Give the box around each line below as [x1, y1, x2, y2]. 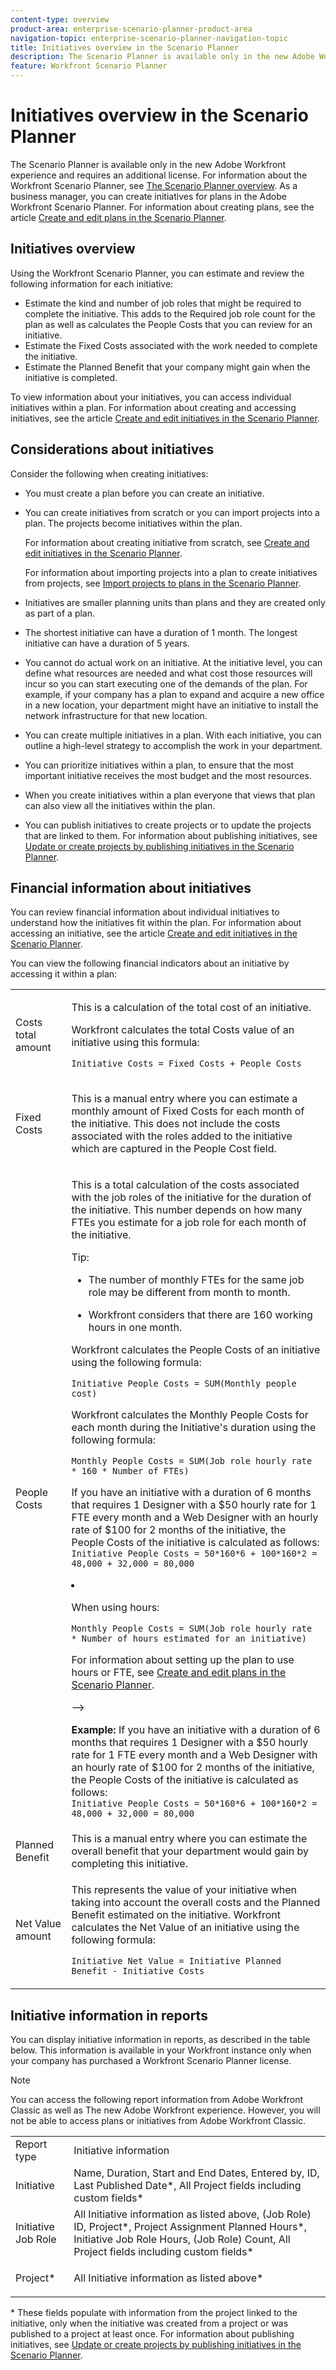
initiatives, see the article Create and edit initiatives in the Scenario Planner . [10, 412, 320, 424]
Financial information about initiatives [10, 879, 252, 896]
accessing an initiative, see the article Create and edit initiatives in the [10, 927, 298, 940]
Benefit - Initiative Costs [71, 1966, 205, 1977]
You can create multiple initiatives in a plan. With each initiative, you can [24, 729, 322, 741]
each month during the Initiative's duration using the [71, 1421, 317, 1435]
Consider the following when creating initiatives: [10, 467, 209, 480]
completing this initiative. [71, 1857, 188, 1871]
